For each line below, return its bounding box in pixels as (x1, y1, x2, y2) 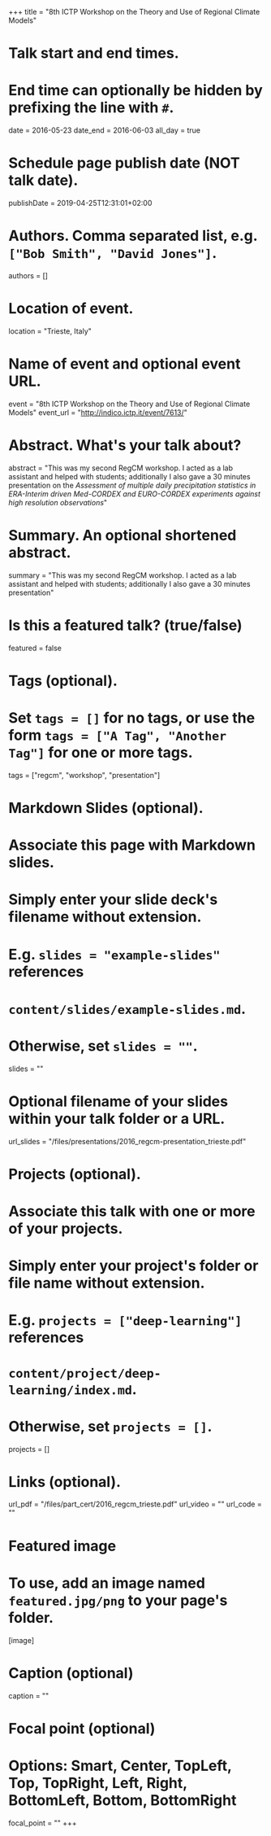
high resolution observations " (8, 497, 108, 507)
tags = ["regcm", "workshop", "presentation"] (8, 770, 161, 780)
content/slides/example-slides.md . (8, 999, 246, 1018)
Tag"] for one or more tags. (8, 744, 193, 762)
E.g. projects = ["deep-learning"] (8, 1311, 243, 1330)
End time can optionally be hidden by (8, 81, 263, 100)
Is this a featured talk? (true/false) (8, 616, 243, 634)
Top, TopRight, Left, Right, (8, 1773, 188, 1792)
